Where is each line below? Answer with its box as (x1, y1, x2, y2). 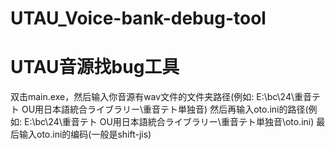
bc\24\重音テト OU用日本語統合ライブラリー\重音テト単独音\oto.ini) (34, 116, 315, 128)
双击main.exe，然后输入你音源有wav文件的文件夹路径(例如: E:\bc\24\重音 (10, 91, 313, 103)
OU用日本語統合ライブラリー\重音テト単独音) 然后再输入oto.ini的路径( (21, 103, 309, 116)
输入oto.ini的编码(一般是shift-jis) (18, 128, 152, 141)
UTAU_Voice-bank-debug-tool (10, 7, 267, 30)
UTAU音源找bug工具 (10, 56, 180, 79)
